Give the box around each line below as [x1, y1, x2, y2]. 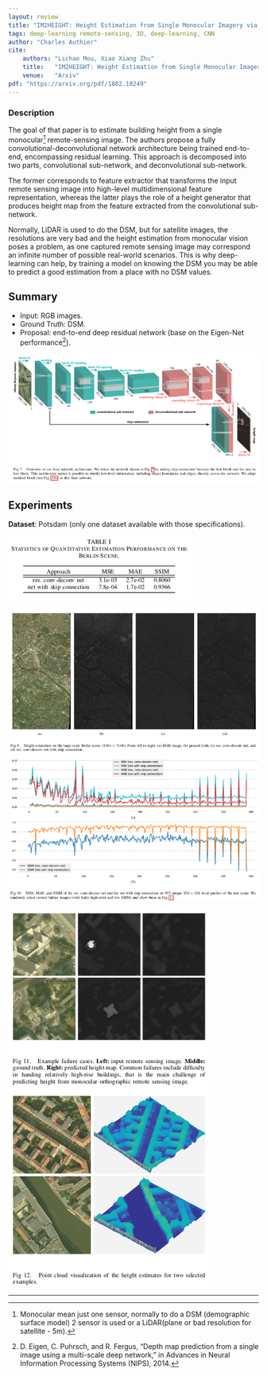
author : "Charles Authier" [8, 38, 98, 46]
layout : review [8, 13, 59, 21]
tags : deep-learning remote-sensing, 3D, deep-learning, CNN [8, 29, 215, 37]
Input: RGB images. [19, 311, 83, 321]
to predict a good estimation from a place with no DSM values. [8, 267, 213, 276]
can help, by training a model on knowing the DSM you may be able [37, 258, 258, 268]
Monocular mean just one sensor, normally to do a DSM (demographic [19, 1309, 250, 1319]
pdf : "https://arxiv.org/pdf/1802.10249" [8, 79, 148, 87]
